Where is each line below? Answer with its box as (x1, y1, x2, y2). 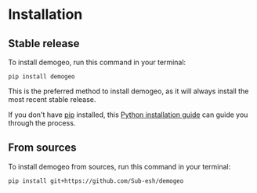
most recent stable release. (8, 95, 96, 104)
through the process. (8, 118, 76, 127)
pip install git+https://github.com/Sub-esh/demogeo (8, 177, 184, 185)
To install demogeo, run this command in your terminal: (8, 57, 186, 67)
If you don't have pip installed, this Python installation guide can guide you (8, 110, 248, 119)
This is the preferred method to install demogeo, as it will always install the (8, 86, 249, 96)
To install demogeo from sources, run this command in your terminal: (8, 162, 231, 171)
